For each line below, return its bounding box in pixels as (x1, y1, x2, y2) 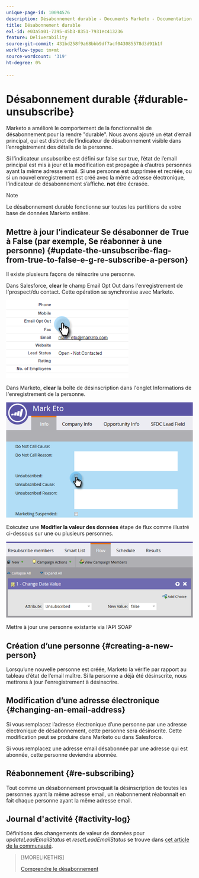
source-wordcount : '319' (6, 54, 68, 59)
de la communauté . (6, 842, 53, 849)
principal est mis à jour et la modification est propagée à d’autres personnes (6, 161, 192, 169)
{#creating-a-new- (101, 641, 174, 651)
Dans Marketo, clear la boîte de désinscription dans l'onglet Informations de (6, 384, 192, 392)
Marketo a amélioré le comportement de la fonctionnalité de (6, 125, 152, 132)
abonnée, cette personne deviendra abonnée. (6, 751, 118, 758)
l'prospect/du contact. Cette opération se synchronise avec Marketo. (6, 288, 175, 295)
